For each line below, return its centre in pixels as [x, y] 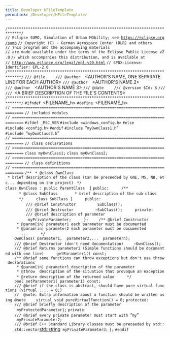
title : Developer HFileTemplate [39, 10]
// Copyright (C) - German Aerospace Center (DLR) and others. [86, 43]
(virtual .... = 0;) [40, 290]
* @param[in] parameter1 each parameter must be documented [81, 224]
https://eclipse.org [143, 38]
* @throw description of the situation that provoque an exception [91, 271]
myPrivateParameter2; [39, 320]
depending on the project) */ [49, 183]
